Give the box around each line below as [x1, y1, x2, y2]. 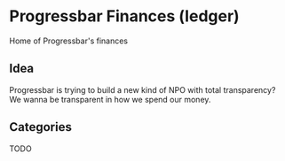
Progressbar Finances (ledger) [9, 6, 240, 27]
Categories [9, 119, 73, 134]
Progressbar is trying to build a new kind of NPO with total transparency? [9, 84, 276, 95]
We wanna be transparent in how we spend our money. [9, 94, 211, 104]
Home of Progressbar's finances [9, 35, 129, 46]
